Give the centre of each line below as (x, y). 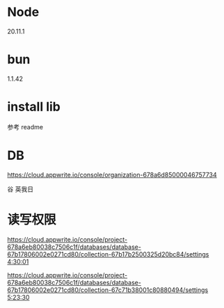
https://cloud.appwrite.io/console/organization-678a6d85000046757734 (112, 175)
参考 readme (25, 127)
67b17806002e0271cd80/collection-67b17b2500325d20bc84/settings (108, 254)
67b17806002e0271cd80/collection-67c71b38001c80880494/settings (108, 290)
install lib (34, 107)
